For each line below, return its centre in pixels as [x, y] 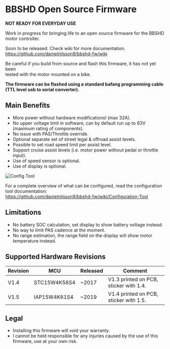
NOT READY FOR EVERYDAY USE [41, 23]
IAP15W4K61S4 [54, 297]
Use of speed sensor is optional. [46, 161]
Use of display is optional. [39, 166]
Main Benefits [28, 106]
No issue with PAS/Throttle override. [50, 134]
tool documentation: [26, 191]
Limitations [23, 212]
